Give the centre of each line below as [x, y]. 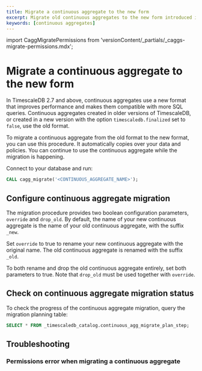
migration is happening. [35, 157]
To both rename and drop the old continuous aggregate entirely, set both [96, 268]
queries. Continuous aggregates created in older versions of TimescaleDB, [99, 113]
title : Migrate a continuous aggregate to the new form [78, 12]
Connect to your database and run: [50, 169]
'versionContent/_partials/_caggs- [143, 40]
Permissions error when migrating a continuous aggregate [93, 361]
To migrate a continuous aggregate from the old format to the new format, [98, 138]
